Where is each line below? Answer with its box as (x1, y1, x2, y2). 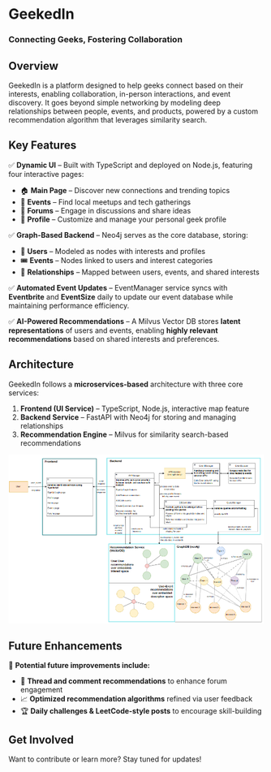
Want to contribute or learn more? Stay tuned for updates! (8, 754, 202, 764)
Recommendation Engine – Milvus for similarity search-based (19, 429, 229, 439)
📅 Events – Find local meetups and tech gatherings (19, 196, 191, 207)
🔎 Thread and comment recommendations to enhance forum (19, 676, 227, 686)
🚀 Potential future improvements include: (8, 661, 150, 671)
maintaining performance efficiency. (8, 300, 130, 310)
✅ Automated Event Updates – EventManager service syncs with (8, 282, 228, 292)
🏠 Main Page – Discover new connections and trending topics (19, 185, 230, 195)
